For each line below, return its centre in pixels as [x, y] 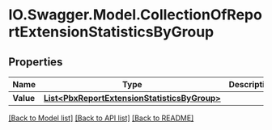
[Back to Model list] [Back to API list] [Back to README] [101, 118]
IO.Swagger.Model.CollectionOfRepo [136, 15]
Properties [36, 62]
